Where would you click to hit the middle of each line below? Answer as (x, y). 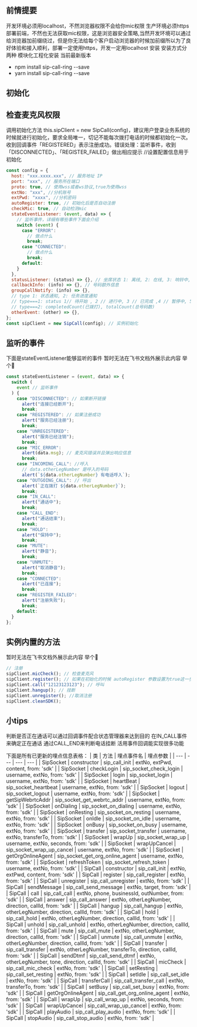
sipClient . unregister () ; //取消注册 (49, 695)
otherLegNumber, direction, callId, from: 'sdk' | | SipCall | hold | (83, 912)
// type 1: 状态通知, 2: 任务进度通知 (54, 296)
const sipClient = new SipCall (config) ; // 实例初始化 (72, 323)
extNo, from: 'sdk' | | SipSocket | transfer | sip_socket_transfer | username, (96, 831)
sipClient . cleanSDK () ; (34, 701)
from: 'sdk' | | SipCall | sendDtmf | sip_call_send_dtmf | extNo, (81, 956)
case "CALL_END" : (38, 513)
